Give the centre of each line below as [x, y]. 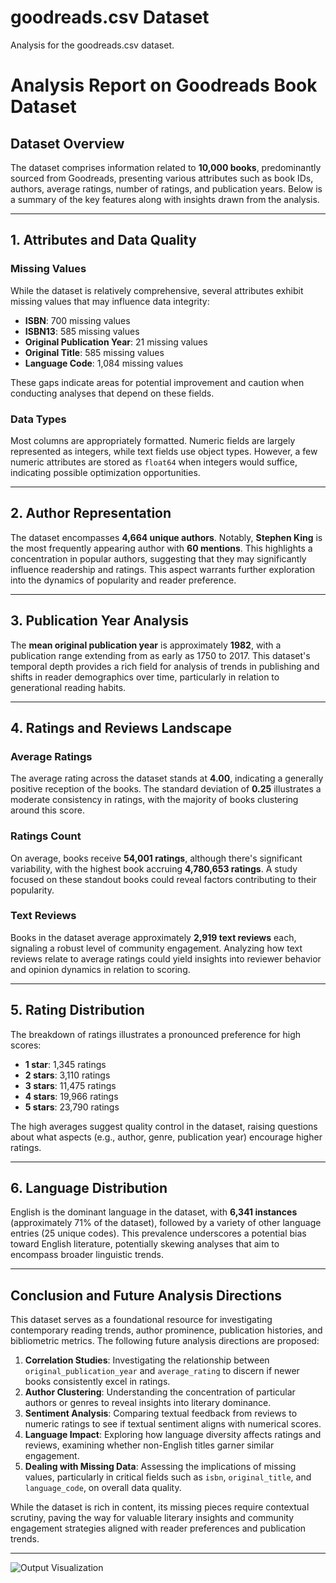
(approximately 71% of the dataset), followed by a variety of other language [166, 1223]
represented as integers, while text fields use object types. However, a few [164, 451]
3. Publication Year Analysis [100, 621]
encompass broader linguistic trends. [87, 1255]
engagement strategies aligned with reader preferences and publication [158, 1528]
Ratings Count [46, 836]
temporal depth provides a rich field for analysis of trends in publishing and [165, 666]
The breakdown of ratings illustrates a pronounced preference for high [156, 1034]
